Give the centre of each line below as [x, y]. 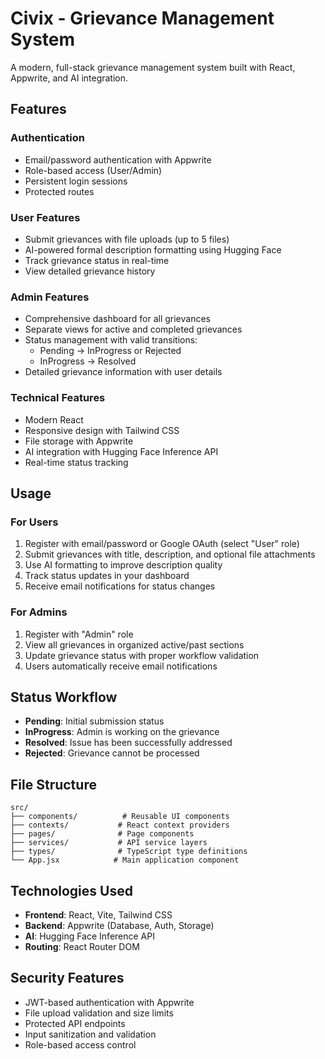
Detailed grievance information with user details [123, 372]
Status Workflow [64, 697]
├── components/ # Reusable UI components [120, 817]
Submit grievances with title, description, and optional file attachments [170, 554]
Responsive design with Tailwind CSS [102, 430]
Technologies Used [71, 890]
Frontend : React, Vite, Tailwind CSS [98, 914]
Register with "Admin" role [79, 634]
